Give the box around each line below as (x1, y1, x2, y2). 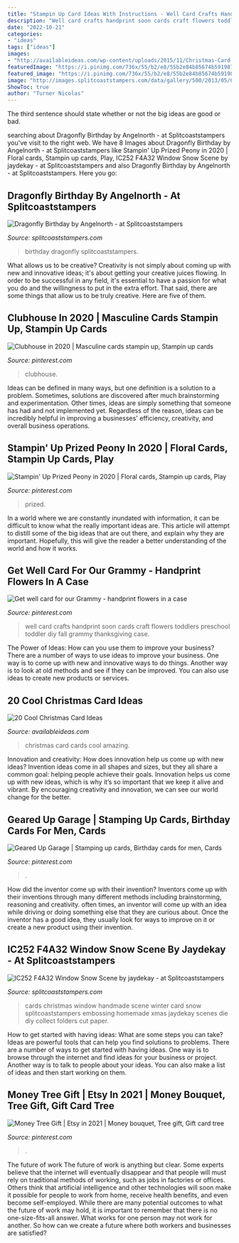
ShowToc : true (7, 83, 50, 91)
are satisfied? (7, 1228, 48, 1237)
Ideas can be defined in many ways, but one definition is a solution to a (7, 383, 216, 392)
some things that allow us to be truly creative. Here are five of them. (7, 291, 207, 300)
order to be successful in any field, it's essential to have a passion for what (7, 276, 227, 285)
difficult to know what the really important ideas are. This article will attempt (7, 521, 230, 530)
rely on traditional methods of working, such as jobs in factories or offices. (7, 1175, 225, 1184)
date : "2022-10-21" (7, 24, 65, 31)
